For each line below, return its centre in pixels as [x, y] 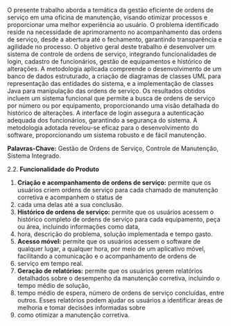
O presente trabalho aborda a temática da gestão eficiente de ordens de [110, 10]
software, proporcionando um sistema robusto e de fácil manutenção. [107, 135]
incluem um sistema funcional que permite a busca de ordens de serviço [111, 98]
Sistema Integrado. [34, 156]
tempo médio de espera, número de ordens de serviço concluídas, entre [121, 293]
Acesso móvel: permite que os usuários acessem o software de [109, 241]
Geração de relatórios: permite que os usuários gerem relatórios [110, 271]
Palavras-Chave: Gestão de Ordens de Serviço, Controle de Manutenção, [113, 148]
